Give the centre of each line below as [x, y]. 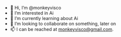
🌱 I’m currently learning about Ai [44, 18]
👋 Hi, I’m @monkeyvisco [35, 8]
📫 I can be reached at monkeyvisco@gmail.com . [62, 29]
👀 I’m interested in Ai [32, 13]
